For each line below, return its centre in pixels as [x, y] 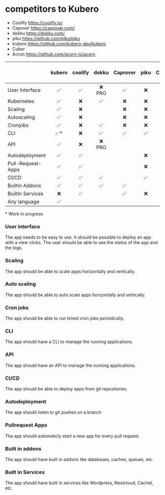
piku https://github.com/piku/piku [46, 38]
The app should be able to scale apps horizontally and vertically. [70, 271]
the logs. [14, 248]
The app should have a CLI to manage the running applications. [69, 342]
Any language [24, 202]
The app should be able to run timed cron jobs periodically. [65, 318]
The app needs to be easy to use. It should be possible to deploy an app [78, 237]
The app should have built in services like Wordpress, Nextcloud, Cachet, [79, 483]
